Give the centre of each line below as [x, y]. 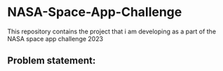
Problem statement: [52, 61]
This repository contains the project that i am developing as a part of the [111, 31]
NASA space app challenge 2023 [55, 38]
